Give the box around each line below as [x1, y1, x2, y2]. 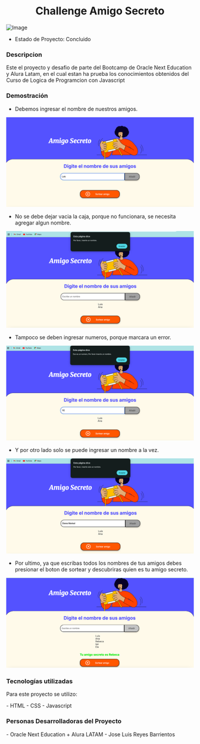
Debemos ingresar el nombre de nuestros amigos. [14, 105, 138, 112]
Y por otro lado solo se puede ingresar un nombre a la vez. [14, 446, 159, 453]
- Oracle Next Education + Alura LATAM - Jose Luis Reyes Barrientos [6, 730, 176, 738]
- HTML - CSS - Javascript [6, 702, 72, 709]
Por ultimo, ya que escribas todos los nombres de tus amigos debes [14, 559, 182, 567]
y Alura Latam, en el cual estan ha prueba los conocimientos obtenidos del [6, 70, 189, 78]
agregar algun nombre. [14, 219, 71, 226]
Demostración [6, 91, 48, 100]
